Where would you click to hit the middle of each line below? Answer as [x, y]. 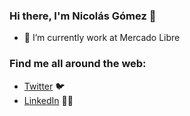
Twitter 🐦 [44, 86]
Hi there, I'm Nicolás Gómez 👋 [83, 16]
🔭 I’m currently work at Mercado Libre [102, 38]
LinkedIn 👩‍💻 [48, 100]
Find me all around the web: [78, 64]
